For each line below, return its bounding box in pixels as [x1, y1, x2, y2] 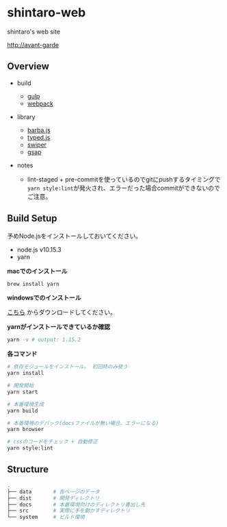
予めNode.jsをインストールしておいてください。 [7, 232, 142, 240]
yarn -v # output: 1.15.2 [7, 336, 81, 343]
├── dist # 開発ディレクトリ [7, 495, 101, 502]
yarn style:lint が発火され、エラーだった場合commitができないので [27, 184, 221, 192]
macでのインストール [7, 267, 68, 275]
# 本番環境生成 [7, 401, 44, 408]
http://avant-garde [7, 40, 59, 49]
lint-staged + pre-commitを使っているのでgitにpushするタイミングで [27, 175, 221, 183]
